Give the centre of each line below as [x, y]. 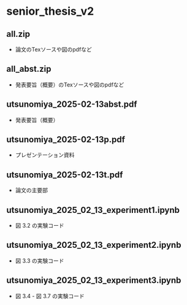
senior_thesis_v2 [50, 11]
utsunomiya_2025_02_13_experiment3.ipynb [94, 280]
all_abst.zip [29, 69]
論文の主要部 [31, 190]
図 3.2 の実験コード [40, 226]
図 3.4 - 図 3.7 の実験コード [50, 296]
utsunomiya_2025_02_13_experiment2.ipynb [94, 245]
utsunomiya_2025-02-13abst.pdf [72, 105]
